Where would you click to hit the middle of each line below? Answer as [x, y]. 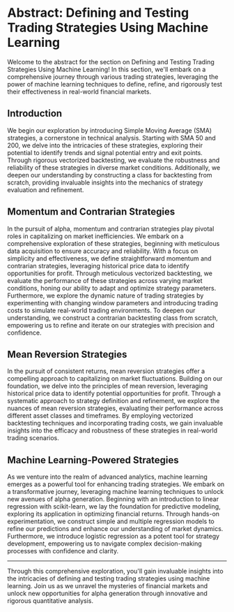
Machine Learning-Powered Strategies [93, 460]
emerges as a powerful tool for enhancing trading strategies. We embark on [116, 484]
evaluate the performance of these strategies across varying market [105, 280]
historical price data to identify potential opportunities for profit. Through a [114, 393]
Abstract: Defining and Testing [98, 13]
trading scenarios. [33, 438]
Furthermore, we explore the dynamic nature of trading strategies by [106, 296]
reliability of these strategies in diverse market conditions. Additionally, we [114, 167]
